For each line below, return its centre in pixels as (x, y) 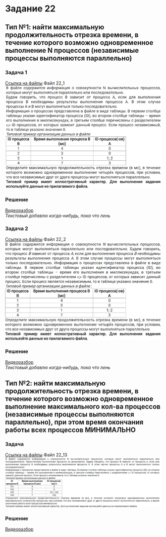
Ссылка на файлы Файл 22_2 (35, 239)
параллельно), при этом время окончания (74, 422)
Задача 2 (17, 228)
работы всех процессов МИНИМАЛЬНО (71, 430)
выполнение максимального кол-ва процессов (83, 406)
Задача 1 (16, 72)
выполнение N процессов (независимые (72, 50)
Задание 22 (30, 9)
